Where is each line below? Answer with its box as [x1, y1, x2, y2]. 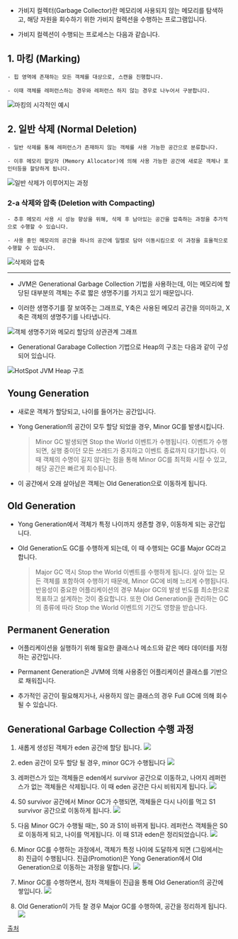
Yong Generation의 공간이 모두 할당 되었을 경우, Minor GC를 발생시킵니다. [17, 422, 225, 430]
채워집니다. [25, 677, 57, 685]
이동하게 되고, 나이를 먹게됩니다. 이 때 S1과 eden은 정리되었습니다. [25, 830, 209, 839]
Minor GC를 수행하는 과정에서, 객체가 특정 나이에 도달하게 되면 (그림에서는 [17, 845, 224, 854]
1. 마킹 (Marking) [7, 52, 81, 65]
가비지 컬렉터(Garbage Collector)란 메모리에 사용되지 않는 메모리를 [17, 6, 205, 14]
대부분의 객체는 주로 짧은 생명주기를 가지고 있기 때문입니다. [30, 288, 193, 296]
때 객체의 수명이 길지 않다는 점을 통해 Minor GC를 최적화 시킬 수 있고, [35, 455, 227, 463]
